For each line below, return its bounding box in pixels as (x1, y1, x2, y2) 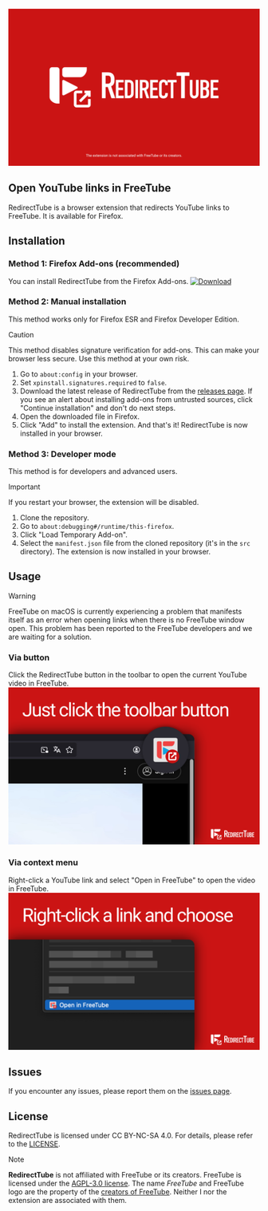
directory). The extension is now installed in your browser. (19, 547, 211, 557)
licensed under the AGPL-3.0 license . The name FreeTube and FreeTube (8, 1178, 245, 1189)
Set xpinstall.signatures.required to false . (19, 377, 167, 387)
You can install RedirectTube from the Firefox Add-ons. (8, 276, 189, 286)
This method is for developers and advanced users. (8, 467, 178, 476)
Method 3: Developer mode (8, 448, 116, 460)
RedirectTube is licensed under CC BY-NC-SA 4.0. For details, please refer (8, 1130, 254, 1141)
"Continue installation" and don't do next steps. (19, 403, 176, 412)
